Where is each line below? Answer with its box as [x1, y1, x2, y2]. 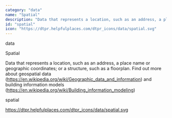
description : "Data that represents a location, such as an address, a [5, 17, 161, 22]
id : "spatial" [5, 21, 36, 27]
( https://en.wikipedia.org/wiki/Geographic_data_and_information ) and [5, 76, 152, 82]
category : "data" [5, 7, 42, 13]
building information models [5, 82, 64, 88]
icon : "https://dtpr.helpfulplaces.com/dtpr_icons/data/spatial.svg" [5, 26, 157, 32]
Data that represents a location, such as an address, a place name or [5, 60, 150, 66]
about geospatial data [5, 71, 51, 77]
